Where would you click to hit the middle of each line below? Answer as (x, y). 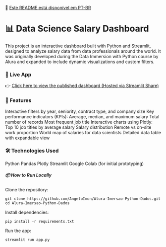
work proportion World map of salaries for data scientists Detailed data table (83, 132)
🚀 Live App (18, 75)
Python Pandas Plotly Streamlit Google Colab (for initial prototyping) (75, 164)
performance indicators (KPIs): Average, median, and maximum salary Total (82, 116)
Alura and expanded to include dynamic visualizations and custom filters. (80, 62)
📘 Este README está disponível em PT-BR (48, 8)
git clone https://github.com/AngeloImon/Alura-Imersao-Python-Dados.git (83, 199)
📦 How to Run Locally (28, 175)
